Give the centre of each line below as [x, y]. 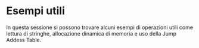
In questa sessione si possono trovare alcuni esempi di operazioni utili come [100, 27]
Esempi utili [36, 11]
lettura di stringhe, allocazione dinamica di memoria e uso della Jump [91, 33]
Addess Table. [24, 40]
